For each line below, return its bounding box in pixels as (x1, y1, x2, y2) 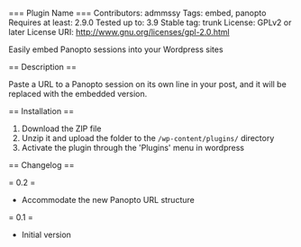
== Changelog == (8, 160, 75, 170)
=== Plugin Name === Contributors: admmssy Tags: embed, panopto (8, 8, 267, 18)
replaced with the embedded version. (8, 89, 148, 99)
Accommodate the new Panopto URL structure (21, 195, 195, 205)
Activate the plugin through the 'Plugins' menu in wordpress (21, 143, 245, 153)
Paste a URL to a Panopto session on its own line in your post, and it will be (8, 79, 287, 89)
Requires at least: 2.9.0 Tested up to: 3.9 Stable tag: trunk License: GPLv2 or (8, 17, 292, 28)
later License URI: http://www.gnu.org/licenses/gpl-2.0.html (8, 27, 231, 37)
